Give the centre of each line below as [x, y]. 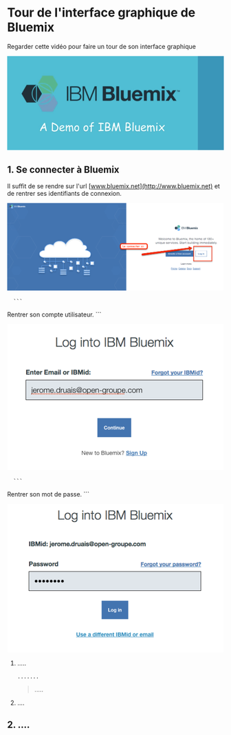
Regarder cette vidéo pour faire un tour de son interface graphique [101, 46]
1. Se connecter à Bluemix [63, 169]
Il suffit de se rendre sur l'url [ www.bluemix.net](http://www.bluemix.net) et [113, 186]
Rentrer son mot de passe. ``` [48, 494]
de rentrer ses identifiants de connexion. [65, 194]
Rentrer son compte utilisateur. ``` [54, 314]
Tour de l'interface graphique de [101, 13]
